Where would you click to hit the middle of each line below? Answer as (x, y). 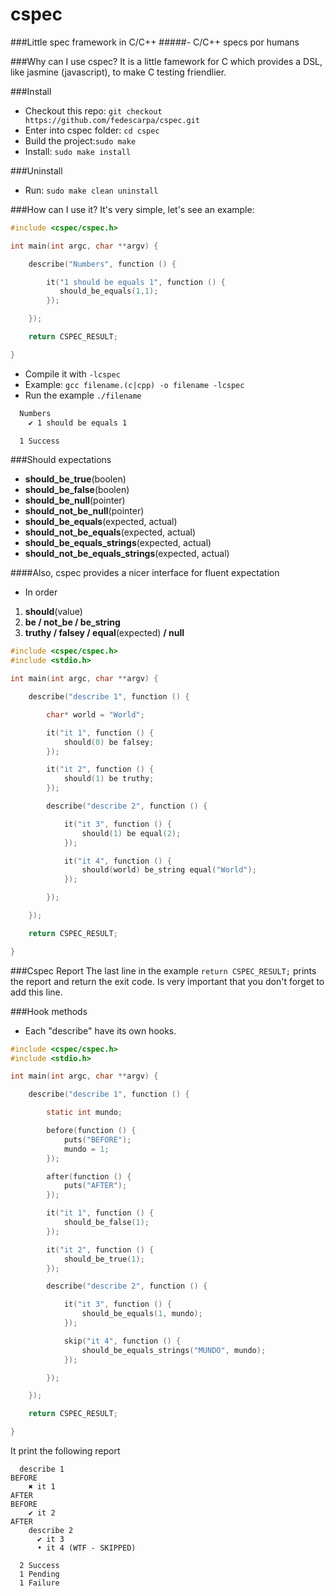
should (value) (53, 612)
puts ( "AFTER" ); (95, 1186)
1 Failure (39, 1583)
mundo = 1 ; (86, 1149)
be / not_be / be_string (72, 622)
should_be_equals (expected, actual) (101, 522)
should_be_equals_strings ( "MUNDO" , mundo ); (174, 1350)
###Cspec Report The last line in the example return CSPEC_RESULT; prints (163, 970)
